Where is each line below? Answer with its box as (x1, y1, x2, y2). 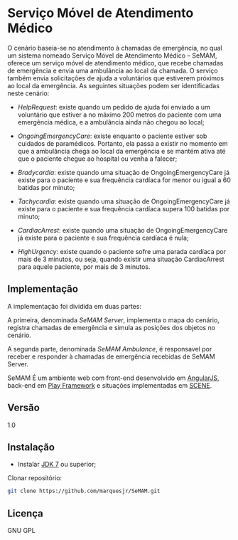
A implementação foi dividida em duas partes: (7, 302, 142, 310)
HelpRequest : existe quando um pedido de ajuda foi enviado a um (17, 102, 211, 111)
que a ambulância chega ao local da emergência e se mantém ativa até (17, 147, 226, 155)
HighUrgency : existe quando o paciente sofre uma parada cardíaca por (17, 247, 226, 255)
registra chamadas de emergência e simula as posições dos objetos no (7, 323, 215, 332)
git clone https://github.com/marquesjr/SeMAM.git (7, 487, 161, 495)
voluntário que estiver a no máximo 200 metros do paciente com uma (17, 110, 222, 119)
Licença (7, 507, 44, 519)
